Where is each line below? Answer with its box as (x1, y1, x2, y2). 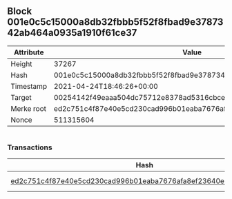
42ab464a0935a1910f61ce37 (7, 27, 137, 39)
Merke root (10, 103, 47, 113)
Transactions (7, 143, 53, 152)
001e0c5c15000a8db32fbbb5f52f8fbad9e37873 (7, 17, 224, 28)
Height (10, 59, 32, 68)
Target (10, 92, 32, 102)
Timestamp (10, 81, 48, 91)
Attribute (13, 48, 44, 57)
